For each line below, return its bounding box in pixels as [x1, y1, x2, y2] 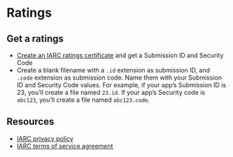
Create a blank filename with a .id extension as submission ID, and [16, 66, 211, 74]
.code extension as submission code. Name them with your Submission [16, 73, 222, 82]
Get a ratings [6, 33, 64, 45]
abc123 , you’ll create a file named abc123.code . [16, 96, 150, 104]
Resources [6, 116, 55, 128]
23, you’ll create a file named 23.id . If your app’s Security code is [16, 89, 206, 96]
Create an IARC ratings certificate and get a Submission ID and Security [16, 51, 224, 59]
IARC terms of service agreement [16, 142, 113, 150]
